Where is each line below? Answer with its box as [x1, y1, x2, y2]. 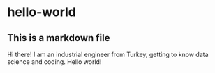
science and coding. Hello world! [7, 58, 102, 66]
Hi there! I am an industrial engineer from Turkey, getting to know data [7, 50, 209, 58]
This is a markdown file [7, 32, 110, 44]
